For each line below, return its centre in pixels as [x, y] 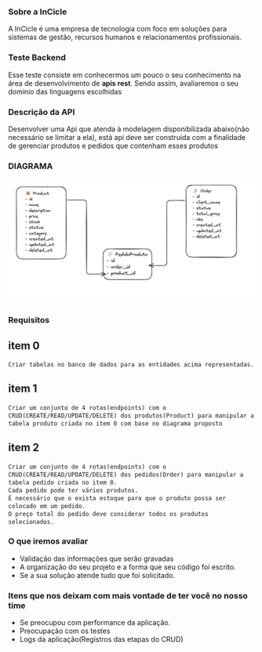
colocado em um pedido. [47, 506]
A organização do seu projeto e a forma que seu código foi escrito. [128, 567]
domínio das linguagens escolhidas [65, 91]
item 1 [23, 389]
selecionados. [31, 521]
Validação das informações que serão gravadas [96, 558]
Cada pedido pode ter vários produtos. [73, 490]
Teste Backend [37, 57]
